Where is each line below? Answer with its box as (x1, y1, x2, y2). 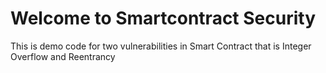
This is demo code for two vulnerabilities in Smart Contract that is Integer (10, 40, 312, 52)
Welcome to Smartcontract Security (10, 7, 317, 30)
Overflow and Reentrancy (10, 50, 116, 62)
